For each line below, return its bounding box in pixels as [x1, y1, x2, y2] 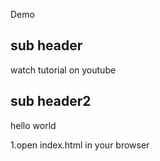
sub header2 [10, 93, 92, 110]
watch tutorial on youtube [10, 64, 117, 76]
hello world [10, 119, 57, 131]
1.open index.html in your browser [10, 139, 150, 151]
